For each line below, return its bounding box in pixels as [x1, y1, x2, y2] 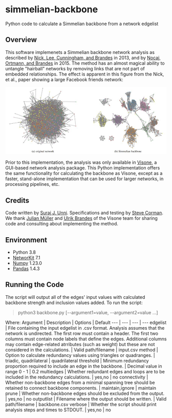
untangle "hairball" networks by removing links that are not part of [5, 65, 145, 71]
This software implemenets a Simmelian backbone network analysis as [5, 49, 155, 55]
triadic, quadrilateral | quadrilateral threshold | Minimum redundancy [5, 357, 149, 364]
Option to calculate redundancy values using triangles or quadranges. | [5, 352, 155, 358]
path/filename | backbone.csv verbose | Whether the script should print [5, 401, 157, 407]
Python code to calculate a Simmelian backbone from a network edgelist [5, 21, 159, 27]
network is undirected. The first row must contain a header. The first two [5, 330, 159, 336]
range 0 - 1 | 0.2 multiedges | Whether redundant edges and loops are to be [5, 368, 165, 374]
